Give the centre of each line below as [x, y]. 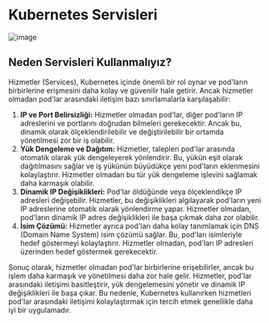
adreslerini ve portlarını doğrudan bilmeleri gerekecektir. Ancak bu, [131, 123]
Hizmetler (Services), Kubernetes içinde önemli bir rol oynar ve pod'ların [128, 81]
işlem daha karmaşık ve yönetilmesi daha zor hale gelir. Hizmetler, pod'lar [130, 275]
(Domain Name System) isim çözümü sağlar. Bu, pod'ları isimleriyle [131, 234]
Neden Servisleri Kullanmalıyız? [90, 62]
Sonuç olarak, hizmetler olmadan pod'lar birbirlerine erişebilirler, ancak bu [131, 267]
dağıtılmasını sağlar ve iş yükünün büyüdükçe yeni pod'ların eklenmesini [140, 166]
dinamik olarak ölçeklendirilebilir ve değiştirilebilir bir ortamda [122, 131]
